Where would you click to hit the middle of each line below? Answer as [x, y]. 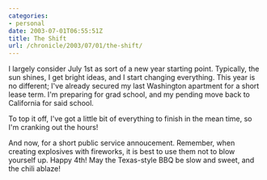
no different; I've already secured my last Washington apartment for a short [134, 86]
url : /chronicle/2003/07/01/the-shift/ [76, 46]
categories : [28, 16]
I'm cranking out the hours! [53, 128]
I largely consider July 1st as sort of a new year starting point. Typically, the [134, 69]
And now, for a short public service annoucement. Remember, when [122, 143]
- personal [27, 23]
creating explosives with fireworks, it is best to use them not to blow [122, 152]
